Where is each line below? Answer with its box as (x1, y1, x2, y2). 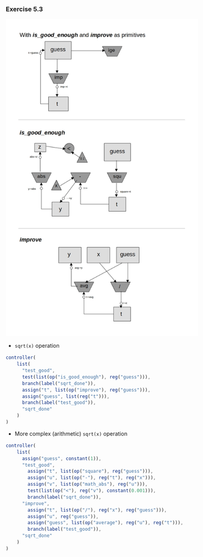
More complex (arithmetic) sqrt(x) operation (14, 429, 127, 437)
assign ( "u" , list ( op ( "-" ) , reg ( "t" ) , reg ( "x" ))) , (27, 475, 156, 481)
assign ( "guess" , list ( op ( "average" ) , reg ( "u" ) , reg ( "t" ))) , (27, 520, 183, 526)
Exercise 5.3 (5, 5, 43, 13)
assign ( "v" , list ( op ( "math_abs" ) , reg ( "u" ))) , (27, 481, 148, 487)
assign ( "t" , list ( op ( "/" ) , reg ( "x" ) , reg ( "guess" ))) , (27, 507, 167, 513)
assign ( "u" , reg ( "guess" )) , (27, 513, 99, 520)
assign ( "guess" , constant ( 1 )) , (21, 455, 102, 462)
